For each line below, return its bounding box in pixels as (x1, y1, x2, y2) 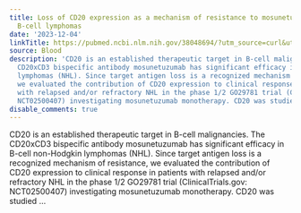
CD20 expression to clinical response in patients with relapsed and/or (9, 167, 267, 178)
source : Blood (9, 47, 63, 55)
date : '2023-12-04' (9, 30, 82, 38)
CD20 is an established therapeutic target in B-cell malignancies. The (9, 129, 266, 140)
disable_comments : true (9, 105, 99, 114)
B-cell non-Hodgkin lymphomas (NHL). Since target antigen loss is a (9, 149, 262, 159)
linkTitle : (9, 38, 50, 47)
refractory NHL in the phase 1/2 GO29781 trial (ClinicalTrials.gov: (9, 176, 248, 188)
